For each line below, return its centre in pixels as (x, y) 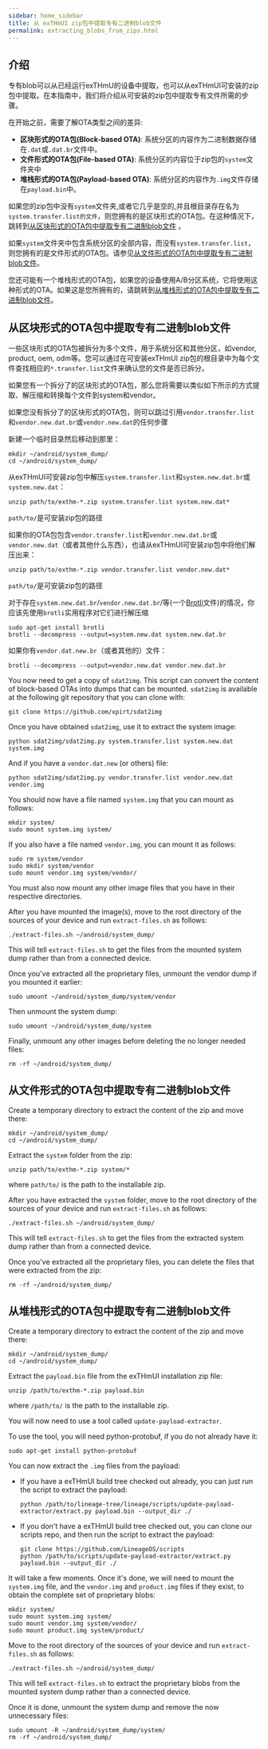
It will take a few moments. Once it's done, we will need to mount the (121, 1577)
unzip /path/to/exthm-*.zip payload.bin (77, 1390)
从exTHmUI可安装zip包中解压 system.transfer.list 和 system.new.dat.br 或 (130, 477)
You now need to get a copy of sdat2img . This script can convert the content (134, 680)
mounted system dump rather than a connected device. (100, 1692)
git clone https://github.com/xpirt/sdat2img (85, 712)
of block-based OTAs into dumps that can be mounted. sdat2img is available (133, 689)
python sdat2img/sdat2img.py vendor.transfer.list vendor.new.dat (121, 778)
